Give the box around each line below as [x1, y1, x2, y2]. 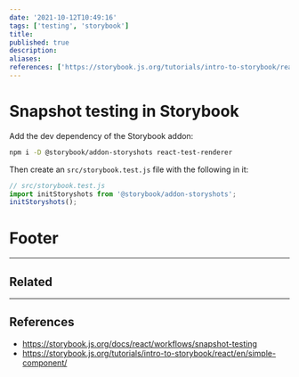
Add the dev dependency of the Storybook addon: [9, 130, 194, 141]
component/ [21, 357, 68, 368]
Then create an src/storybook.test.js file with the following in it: [9, 164, 249, 175]
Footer [9, 228, 60, 248]
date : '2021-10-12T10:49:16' [9, 12, 117, 22]
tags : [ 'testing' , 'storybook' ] [9, 21, 129, 30]
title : [9, 29, 34, 38]
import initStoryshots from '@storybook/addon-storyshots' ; [9, 189, 238, 199]
